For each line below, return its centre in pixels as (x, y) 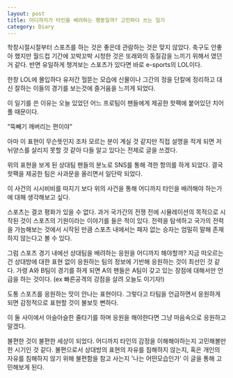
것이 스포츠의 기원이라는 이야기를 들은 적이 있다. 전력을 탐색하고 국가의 (115, 221)
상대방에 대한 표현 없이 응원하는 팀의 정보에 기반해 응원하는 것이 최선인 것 (114, 262)
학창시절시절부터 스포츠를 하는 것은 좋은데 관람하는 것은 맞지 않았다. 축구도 (109, 47)
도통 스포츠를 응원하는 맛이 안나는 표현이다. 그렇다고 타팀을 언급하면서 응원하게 (114, 294)
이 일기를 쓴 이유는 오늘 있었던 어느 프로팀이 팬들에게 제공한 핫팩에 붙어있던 (109, 103)
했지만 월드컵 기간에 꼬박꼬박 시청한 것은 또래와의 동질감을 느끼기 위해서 (112, 56)
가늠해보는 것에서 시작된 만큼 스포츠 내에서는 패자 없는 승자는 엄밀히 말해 (113, 229)
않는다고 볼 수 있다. (46, 239)
